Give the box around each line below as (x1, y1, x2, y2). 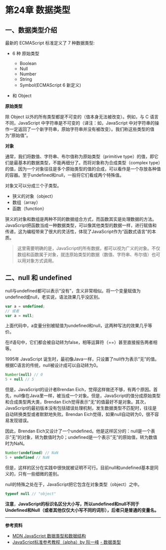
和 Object (12, 93, 32, 98)
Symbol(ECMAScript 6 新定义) (19, 82, 82, 88)
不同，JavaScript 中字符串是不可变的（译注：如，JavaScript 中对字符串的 (5, 120, 155, 126)
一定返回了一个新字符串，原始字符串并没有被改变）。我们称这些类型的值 (9, 126, 155, 132)
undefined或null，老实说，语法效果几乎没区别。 (5, 294, 103, 300)
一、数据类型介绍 (5, 26, 57, 34)
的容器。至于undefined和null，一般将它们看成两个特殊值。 (5, 172, 124, 178)
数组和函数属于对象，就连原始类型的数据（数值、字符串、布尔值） (17, 252, 152, 257)
